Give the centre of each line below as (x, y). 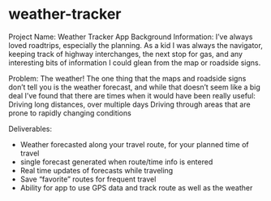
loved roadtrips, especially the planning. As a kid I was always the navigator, (136, 45)
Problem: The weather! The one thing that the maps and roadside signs (127, 78)
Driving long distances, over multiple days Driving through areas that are (129, 104)
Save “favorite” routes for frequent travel (88, 179)
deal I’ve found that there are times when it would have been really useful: (132, 95)
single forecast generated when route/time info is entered (116, 162)
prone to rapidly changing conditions (70, 113)
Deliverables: (30, 129)
